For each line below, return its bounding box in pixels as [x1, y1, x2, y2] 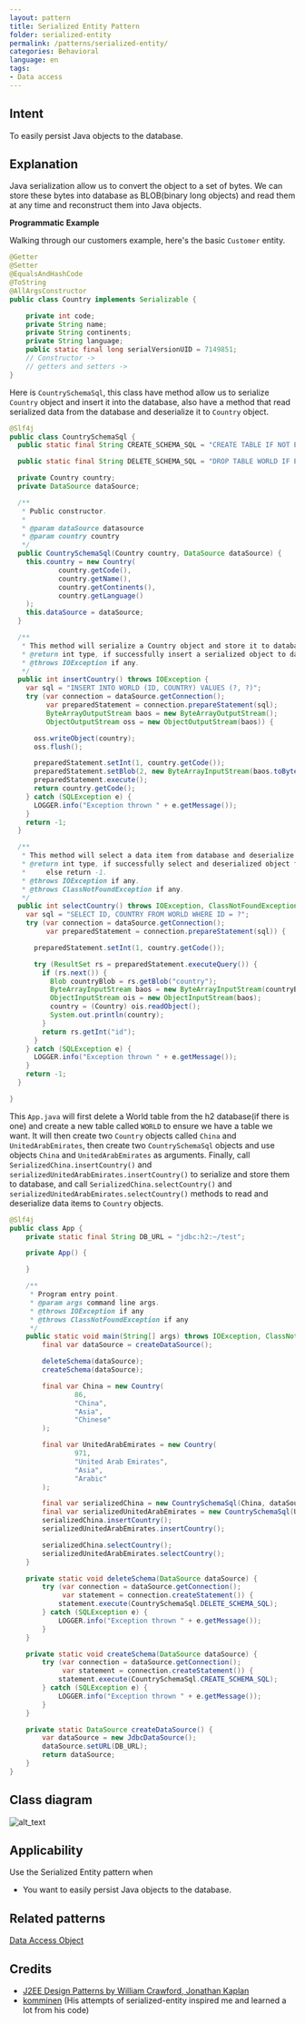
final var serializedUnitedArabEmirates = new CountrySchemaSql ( [42, 1507, 295, 1517]
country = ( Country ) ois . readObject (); [49, 1002, 202, 1011]
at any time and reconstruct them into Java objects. [9, 200, 202, 211]
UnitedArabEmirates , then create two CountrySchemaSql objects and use [9, 1139, 275, 1150]
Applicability [9, 1842, 84, 1858]
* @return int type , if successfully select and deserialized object [21, 859, 290, 868]
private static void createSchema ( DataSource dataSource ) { [25, 1650, 258, 1659]
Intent [9, 106, 44, 122]
